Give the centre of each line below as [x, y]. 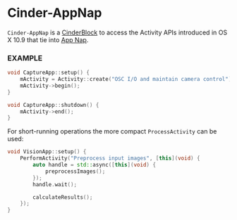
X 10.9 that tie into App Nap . [48, 39]
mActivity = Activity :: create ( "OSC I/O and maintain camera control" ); [127, 79]
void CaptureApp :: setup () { [49, 73]
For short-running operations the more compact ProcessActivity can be [112, 131]
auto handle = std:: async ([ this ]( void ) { [95, 165]
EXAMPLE [25, 58]
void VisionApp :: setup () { [47, 152]
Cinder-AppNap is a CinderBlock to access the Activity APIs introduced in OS [117, 32]
